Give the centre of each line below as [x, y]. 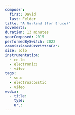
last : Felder [23, 19]
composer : [15, 10]
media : [12, 92]
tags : [10, 73]
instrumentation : [23, 55]
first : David [23, 14]
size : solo [16, 50]
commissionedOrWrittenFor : [32, 46]
